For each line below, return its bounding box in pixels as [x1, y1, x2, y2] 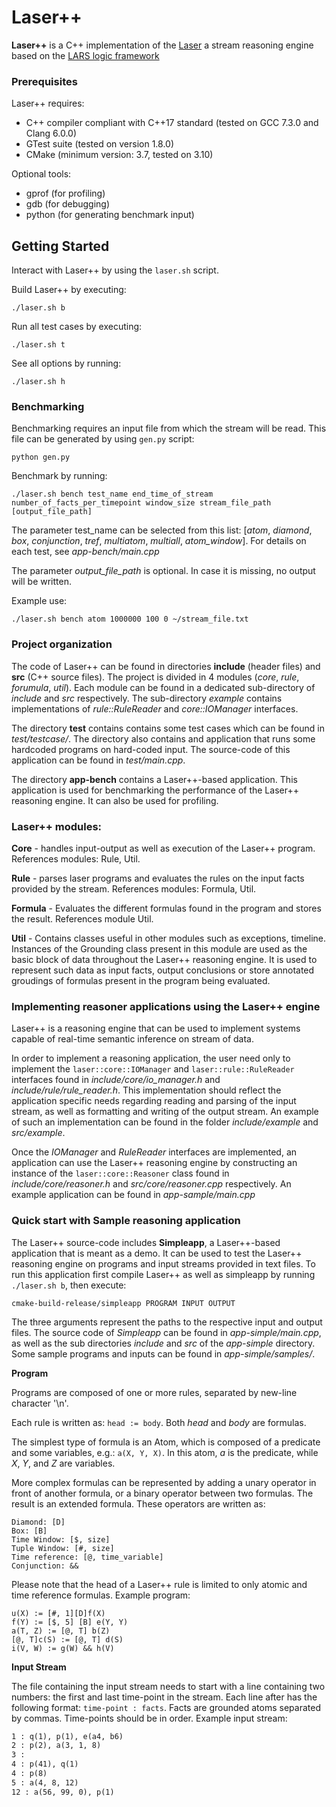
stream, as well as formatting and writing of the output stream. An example [11, 1106, 319, 1118]
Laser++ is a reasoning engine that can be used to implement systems [11, 1022, 301, 1035]
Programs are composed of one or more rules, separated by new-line [11, 1386, 298, 1398]
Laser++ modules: [11, 819, 103, 833]
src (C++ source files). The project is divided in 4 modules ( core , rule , [11, 671, 300, 683]
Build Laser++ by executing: [11, 284, 127, 296]
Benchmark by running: [11, 470, 108, 482]
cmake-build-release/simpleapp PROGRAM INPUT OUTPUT [11, 1298, 236, 1308]
